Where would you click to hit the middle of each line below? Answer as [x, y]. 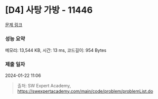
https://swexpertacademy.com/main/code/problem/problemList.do [85, 91]
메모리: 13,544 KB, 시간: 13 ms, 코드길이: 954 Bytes [56, 50]
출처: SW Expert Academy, [44, 85]
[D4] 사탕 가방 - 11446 [49, 10]
